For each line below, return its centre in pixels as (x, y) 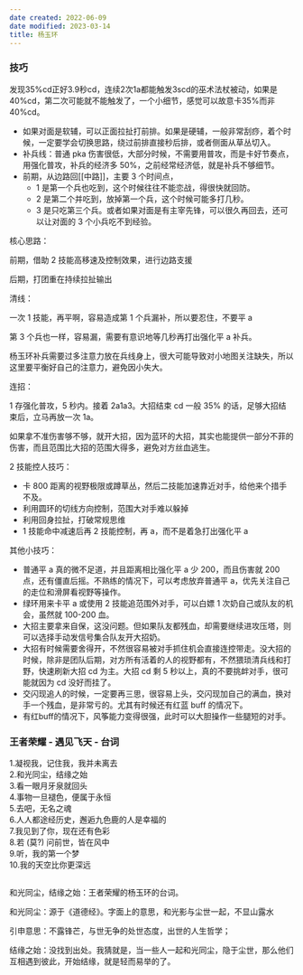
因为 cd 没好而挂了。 (77, 682)
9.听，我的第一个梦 (45, 853)
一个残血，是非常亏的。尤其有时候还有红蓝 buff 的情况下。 (139, 705)
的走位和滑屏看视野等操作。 (74, 592)
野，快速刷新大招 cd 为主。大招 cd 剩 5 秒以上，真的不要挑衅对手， (147, 670)
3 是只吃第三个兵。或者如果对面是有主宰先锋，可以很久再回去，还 (158, 210)
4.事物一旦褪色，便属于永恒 (60, 797)
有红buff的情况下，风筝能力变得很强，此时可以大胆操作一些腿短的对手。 (156, 716)
